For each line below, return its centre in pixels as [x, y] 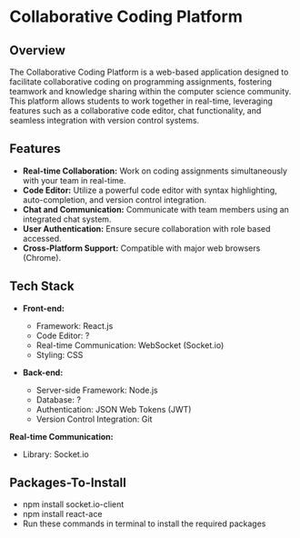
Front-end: [44, 308]
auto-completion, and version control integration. [115, 199]
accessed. [42, 238]
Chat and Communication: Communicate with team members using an [155, 209]
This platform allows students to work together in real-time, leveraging [141, 101]
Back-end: [43, 372]
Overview [38, 50]
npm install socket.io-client [73, 504]
